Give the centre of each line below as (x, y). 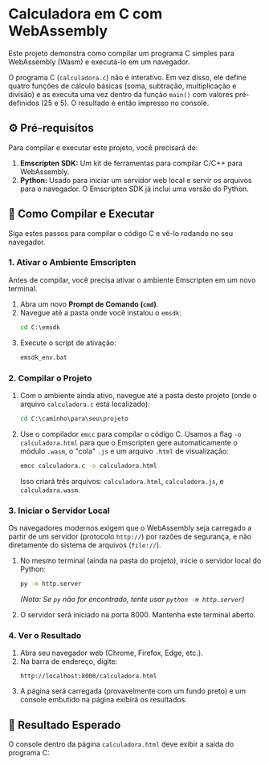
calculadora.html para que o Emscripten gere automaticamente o (129, 442)
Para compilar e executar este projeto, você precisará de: (103, 147)
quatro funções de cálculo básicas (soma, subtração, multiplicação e (122, 86)
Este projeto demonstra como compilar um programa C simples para (122, 53)
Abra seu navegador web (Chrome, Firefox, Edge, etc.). (111, 653)
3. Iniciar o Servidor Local (59, 511)
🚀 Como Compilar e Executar (82, 214)
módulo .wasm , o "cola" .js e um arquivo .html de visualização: (124, 451)
